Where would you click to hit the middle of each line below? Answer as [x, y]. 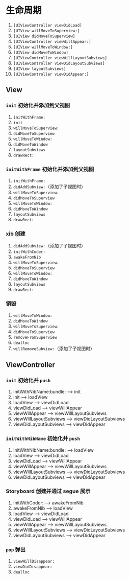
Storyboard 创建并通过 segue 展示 [48, 491]
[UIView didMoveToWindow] [41, 52]
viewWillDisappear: [34, 562]
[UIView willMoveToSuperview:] [46, 31]
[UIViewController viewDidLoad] [47, 25]
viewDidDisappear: [33, 567]
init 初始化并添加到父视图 [38, 105]
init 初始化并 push [28, 380]
